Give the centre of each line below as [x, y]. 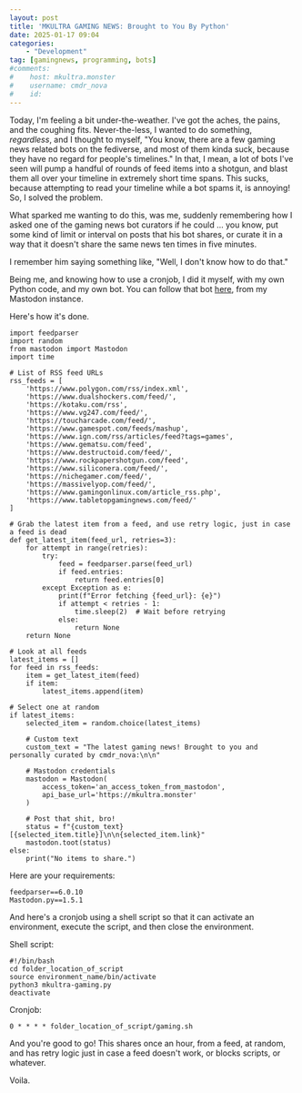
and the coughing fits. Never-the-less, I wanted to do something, [131, 129]
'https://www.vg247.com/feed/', [87, 412]
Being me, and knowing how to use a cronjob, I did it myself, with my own [147, 279]
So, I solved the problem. [56, 197]
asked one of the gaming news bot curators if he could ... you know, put [144, 225]
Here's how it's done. [49, 316]
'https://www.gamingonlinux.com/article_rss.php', [124, 492]
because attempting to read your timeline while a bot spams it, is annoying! [150, 187]
